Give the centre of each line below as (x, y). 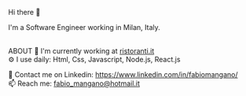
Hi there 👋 (24, 12)
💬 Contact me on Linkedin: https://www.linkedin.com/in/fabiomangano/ (123, 74)
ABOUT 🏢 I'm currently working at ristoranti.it (81, 51)
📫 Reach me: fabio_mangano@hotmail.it (74, 83)
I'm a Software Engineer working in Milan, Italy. (84, 27)
